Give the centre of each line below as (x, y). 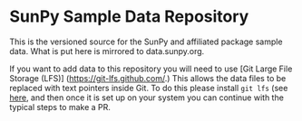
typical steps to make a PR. (60, 107)
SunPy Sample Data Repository (129, 17)
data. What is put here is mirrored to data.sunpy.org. (107, 51)
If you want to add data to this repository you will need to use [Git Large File (151, 69)
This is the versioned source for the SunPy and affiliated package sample (146, 42)
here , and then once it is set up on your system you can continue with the (146, 98)
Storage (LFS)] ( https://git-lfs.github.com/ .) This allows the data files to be (148, 78)
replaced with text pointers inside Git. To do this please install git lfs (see (149, 88)
